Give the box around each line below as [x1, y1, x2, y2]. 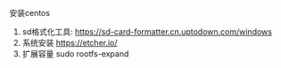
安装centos [9, 8, 51, 18]
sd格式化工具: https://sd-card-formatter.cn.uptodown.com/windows [21, 26, 272, 37]
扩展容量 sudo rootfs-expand [21, 49, 129, 59]
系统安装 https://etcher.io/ [21, 38, 118, 48]
